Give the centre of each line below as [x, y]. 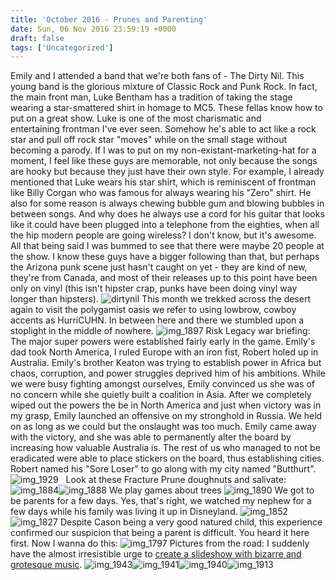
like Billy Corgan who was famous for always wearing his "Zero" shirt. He [161, 193]
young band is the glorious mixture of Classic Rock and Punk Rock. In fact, [164, 87]
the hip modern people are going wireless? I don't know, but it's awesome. [163, 235]
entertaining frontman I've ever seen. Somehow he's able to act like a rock [163, 129]
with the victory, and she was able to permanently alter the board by [151, 437]
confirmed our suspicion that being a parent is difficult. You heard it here [160, 533]
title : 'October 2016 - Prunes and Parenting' [109, 19]
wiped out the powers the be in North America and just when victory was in [166, 405]
